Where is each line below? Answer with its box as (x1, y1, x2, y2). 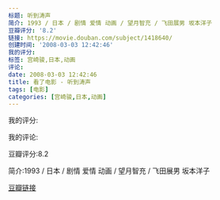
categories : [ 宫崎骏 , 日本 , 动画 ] (8, 93, 107, 101)
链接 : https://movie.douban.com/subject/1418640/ (8, 33, 173, 42)
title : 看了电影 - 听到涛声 (8, 78, 91, 86)
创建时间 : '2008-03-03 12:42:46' (8, 41, 114, 49)
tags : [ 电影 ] (8, 85, 49, 94)
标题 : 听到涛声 (8, 11, 51, 20)
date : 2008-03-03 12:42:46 (8, 71, 97, 79)
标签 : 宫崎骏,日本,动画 (8, 56, 76, 64)
